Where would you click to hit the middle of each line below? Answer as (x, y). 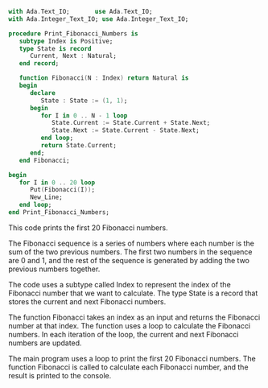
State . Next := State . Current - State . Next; (125, 130)
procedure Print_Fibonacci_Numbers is (73, 33)
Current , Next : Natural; (73, 56)
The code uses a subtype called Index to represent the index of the (120, 284)
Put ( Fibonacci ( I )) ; (62, 190)
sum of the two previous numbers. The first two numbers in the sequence (130, 252)
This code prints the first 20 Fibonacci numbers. (88, 227)
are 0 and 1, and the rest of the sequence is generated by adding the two (129, 260)
